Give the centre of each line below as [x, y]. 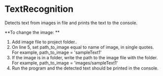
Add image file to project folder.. [44, 42]
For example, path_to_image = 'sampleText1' [57, 52]
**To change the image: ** [32, 32]
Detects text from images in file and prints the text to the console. [71, 23]
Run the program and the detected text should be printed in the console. [85, 68]
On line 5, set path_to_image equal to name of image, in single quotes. [83, 47]
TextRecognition [39, 9]
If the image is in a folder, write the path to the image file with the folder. [85, 57]
